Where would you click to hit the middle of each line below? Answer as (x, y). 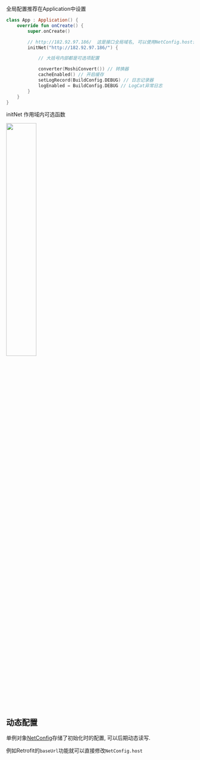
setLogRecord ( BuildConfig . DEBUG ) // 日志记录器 (96, 80)
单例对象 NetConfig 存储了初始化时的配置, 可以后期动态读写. (78, 738)
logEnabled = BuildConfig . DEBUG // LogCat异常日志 (100, 85)
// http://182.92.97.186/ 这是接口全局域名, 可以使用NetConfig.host (110, 42)
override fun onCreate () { (50, 26)
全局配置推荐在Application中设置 (46, 9)
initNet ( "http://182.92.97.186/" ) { (73, 47)
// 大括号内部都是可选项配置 (69, 59)
